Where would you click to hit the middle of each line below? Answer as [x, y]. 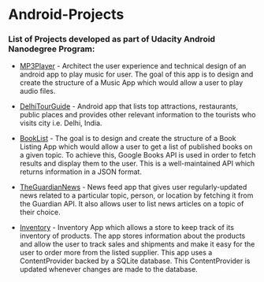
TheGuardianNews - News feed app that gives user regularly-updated [133, 187]
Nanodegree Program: [52, 49]
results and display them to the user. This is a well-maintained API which [137, 164]
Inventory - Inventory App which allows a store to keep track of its [127, 228]
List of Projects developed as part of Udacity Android [112, 39]
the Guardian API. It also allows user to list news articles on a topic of [132, 204]
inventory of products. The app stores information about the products [132, 236]
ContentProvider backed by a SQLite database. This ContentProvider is [135, 261]
